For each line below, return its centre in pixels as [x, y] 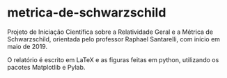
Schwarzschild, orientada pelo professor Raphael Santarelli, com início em [114, 39]
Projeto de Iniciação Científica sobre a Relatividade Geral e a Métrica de [110, 32]
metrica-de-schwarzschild [87, 13]
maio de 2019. [27, 46]
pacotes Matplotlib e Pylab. [46, 67]
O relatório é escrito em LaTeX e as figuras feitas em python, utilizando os [113, 59]
